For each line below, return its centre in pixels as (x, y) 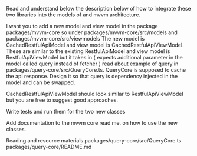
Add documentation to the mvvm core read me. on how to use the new (92, 123)
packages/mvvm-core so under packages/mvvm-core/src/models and (92, 32)
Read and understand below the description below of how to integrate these (98, 9)
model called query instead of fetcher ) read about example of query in (92, 64)
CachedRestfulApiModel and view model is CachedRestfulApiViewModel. (95, 45)
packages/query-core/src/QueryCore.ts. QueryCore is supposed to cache (96, 70)
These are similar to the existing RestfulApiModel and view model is (88, 51)
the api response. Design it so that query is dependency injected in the (92, 76)
